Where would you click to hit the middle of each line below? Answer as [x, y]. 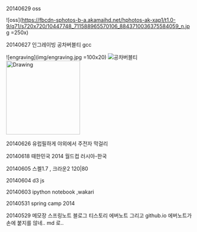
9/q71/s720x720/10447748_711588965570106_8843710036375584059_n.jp [98, 26]
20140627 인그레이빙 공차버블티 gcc [49, 45]
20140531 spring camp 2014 [40, 203]
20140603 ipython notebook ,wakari [50, 192]
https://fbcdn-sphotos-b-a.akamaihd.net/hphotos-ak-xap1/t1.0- [98, 20]
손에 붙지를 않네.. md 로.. [35, 223]
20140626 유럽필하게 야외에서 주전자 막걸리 [57, 143]
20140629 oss [24, 9]
